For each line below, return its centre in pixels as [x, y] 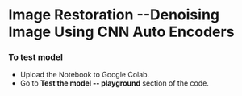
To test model [35, 57]
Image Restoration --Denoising [114, 15]
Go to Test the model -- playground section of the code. [115, 83]
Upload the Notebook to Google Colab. [85, 75]
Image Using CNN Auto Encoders [121, 32]
